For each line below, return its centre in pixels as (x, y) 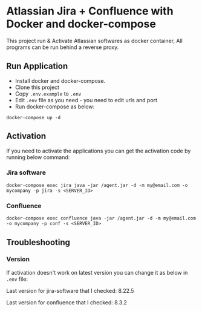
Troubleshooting (38, 242)
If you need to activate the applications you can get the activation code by (99, 151)
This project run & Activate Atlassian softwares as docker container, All (94, 41)
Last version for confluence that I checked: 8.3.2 (67, 302)
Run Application (37, 66)
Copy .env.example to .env (48, 93)
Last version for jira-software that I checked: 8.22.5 (70, 290)
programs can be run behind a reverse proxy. (63, 47)
